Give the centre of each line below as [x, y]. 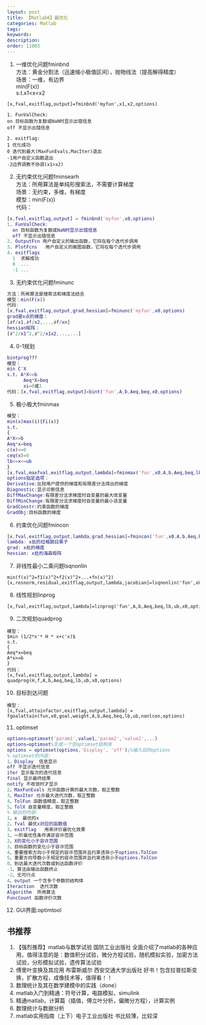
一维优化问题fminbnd [42, 64]
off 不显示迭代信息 [28, 767]
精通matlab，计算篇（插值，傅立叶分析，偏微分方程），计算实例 [95, 1001]
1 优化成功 [19, 145]
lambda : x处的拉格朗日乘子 [38, 542]
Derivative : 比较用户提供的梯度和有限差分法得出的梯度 [68, 484]
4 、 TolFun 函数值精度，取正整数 [43, 801]
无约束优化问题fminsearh [47, 176]
